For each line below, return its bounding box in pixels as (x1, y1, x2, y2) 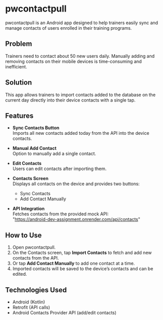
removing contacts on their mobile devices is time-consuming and (5, 58, 142, 64)
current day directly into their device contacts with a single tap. (5, 97, 136, 103)
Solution (5, 78, 32, 87)
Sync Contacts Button (12, 125, 60, 131)
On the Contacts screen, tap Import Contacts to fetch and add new (12, 250, 152, 256)
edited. (12, 271, 28, 277)
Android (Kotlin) (12, 299, 45, 305)
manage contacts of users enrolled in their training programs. (5, 25, 132, 31)
